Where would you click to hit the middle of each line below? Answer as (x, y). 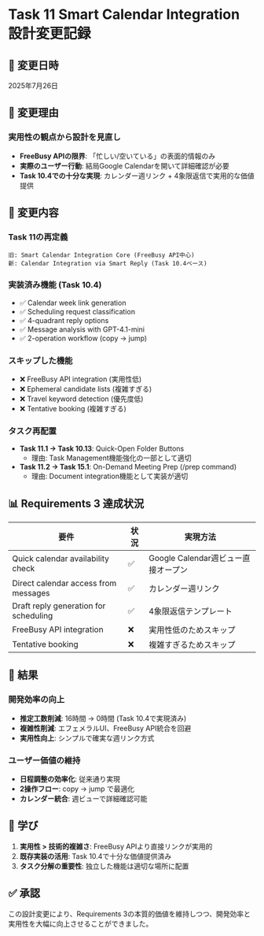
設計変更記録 (50, 34)
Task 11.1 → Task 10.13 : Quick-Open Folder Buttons (102, 449)
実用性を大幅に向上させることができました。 (81, 923)
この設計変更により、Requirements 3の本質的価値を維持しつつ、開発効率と (130, 914)
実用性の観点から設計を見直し (65, 137)
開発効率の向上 (37, 700)
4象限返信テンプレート (191, 611)
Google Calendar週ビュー (196, 559)
